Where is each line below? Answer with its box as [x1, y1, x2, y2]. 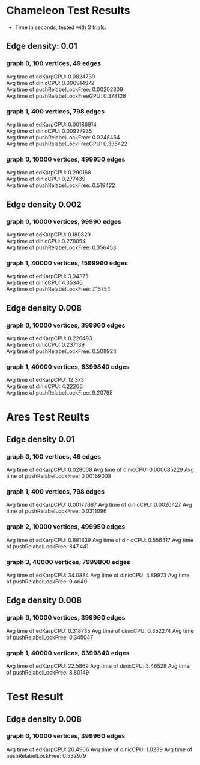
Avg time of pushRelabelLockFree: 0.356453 [6, 244, 117, 251]
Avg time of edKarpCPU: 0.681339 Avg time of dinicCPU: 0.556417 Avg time [6, 536, 194, 544]
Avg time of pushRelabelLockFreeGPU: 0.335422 [6, 140, 128, 147]
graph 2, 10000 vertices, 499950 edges [6, 522, 126, 531]
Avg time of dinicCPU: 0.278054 [6, 237, 86, 244]
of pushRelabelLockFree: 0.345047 [6, 633, 94, 641]
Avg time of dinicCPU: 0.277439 [6, 176, 86, 183]
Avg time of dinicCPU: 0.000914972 [6, 79, 95, 86]
